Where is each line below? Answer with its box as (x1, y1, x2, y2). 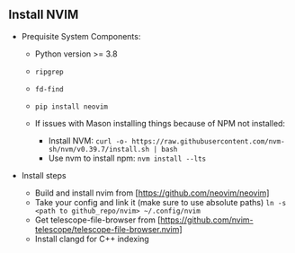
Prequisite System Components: (21, 31, 141, 41)
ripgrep (34, 67, 64, 76)
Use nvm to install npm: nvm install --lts (48, 153, 207, 163)
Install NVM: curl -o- (48, 135, 129, 146)
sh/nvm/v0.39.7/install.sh (48, 144, 150, 153)
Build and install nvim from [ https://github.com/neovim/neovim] (34, 188, 270, 198)
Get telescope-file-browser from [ (34, 214, 161, 225)
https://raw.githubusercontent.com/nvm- (131, 136, 285, 146)
